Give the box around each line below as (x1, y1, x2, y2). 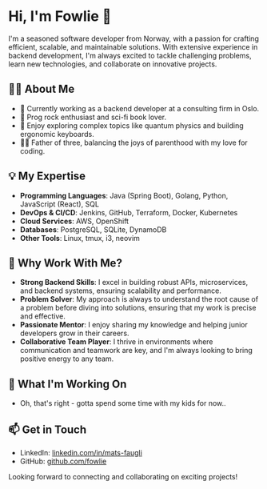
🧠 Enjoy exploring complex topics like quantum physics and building (19, 120, 244, 130)
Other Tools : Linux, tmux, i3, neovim (19, 233, 140, 242)
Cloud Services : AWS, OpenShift (19, 216, 130, 226)
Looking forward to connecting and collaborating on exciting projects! (8, 472, 238, 481)
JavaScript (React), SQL (19, 199, 100, 209)
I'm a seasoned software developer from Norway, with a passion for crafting (8, 34, 260, 43)
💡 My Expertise (8, 170, 86, 183)
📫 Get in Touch (8, 423, 87, 436)
